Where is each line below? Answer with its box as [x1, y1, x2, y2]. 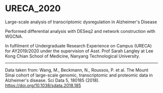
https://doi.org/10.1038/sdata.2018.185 [5, 82, 81, 88]
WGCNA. [5, 33, 23, 39]
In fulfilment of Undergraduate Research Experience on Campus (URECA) [5, 43, 152, 48]
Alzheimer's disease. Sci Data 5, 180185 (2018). [5, 77, 100, 83]
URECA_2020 [5, 3, 61, 14]
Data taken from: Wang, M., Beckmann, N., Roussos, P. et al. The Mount [5, 67, 149, 73]
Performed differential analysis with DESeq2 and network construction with [5, 28, 156, 34]
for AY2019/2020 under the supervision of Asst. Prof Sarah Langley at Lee [5, 48, 154, 54]
